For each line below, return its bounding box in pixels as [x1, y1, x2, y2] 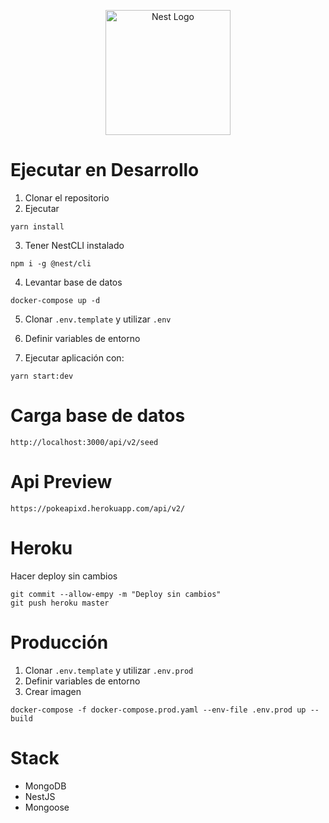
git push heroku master [10, 598, 110, 608]
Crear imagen [24, 685, 82, 697]
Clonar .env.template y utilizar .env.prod [24, 664, 194, 676]
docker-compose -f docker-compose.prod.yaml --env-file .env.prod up [10, 705, 307, 715]
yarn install [10, 221, 65, 232]
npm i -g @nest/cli [10, 258, 92, 269]
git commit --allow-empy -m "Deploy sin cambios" [10, 589, 222, 599]
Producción [10, 631, 109, 654]
